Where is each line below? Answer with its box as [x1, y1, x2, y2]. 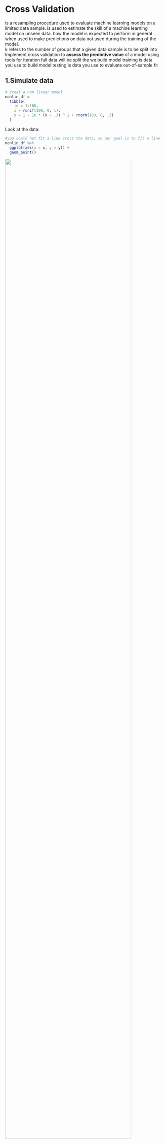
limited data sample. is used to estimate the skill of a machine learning [5, 25, 148, 31]
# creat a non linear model [5, 89, 63, 95]
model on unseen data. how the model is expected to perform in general [5, 30, 152, 36]
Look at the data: [5, 126, 40, 132]
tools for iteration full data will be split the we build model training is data [5, 57, 153, 63]
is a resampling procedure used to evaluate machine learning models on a [5, 20, 156, 26]
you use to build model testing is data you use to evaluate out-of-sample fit [5, 62, 158, 68]
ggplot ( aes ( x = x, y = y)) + [9, 145, 70, 150]
